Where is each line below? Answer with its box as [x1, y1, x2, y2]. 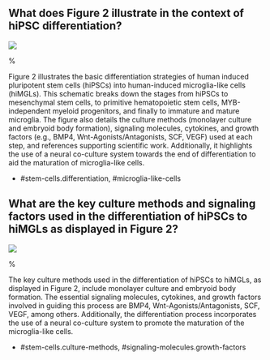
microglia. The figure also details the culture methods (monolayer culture [8, 114, 252, 124]
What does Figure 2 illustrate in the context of [8, 6, 245, 20]
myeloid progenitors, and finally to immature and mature [52, 105, 240, 116]
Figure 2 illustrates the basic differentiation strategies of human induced [8, 71, 250, 81]
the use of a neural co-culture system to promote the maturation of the [8, 318, 245, 328]
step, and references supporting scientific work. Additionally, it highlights [8, 140, 253, 150]
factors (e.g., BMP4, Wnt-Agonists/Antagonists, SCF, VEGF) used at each [8, 131, 253, 141]
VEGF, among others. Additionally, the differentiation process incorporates [8, 309, 257, 319]
